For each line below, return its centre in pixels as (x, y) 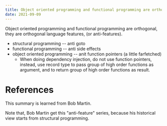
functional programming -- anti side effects (56, 49)
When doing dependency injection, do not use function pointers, (86, 59)
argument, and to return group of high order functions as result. (85, 69)
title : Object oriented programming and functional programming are (78, 10)
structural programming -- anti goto (49, 43)
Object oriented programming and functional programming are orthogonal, (81, 28)
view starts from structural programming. (47, 118)
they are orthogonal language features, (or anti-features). (64, 34)
